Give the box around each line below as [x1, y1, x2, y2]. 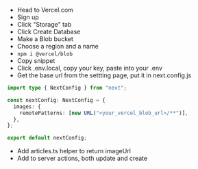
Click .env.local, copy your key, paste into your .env [16, 64, 163, 72]
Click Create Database [16, 27, 81, 36]
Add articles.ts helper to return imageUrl [16, 147, 132, 155]
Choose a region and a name [16, 42, 99, 50]
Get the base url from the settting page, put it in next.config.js [16, 71, 192, 79]
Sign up [16, 13, 39, 21]
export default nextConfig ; [7, 135, 88, 142]
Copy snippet [16, 57, 55, 64]
